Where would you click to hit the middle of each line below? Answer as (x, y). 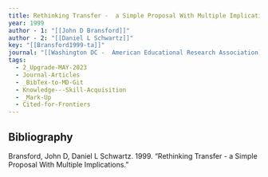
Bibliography (41, 137)
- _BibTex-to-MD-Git (49, 82)
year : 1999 (26, 23)
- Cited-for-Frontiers (53, 104)
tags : (17, 61)
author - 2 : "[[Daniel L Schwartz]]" (71, 38)
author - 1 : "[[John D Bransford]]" (69, 30)
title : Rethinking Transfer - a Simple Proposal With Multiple (117, 16)
